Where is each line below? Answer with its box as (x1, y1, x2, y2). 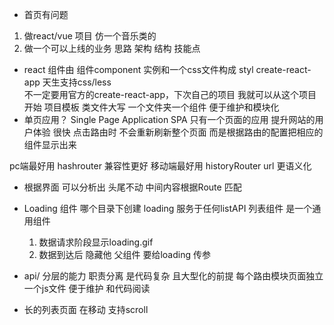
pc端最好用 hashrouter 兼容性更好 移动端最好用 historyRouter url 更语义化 (9, 160, 312, 172)
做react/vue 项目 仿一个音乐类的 (23, 30, 157, 42)
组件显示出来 (23, 139, 77, 150)
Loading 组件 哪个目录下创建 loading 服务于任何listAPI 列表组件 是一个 (23, 203, 313, 214)
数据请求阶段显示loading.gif (38, 236, 154, 248)
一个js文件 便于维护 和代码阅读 (23, 283, 151, 294)
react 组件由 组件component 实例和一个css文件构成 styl (23, 64, 254, 75)
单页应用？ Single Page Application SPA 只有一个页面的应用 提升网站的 (23, 114, 316, 125)
